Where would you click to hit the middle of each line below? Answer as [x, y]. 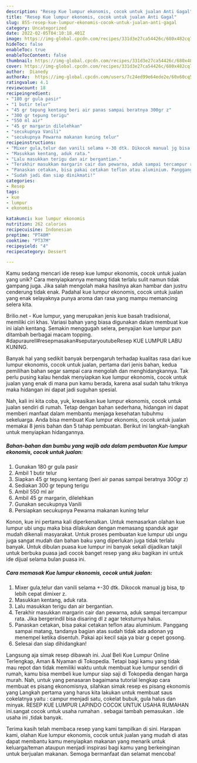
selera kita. [19, 305]
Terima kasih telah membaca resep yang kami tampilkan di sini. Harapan [94, 729]
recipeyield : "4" [27, 246]
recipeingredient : [28, 93]
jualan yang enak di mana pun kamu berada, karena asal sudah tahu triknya [97, 384]
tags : [13, 191]
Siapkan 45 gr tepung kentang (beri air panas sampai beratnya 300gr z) [101, 479]
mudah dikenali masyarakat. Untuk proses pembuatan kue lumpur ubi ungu [97, 535]
